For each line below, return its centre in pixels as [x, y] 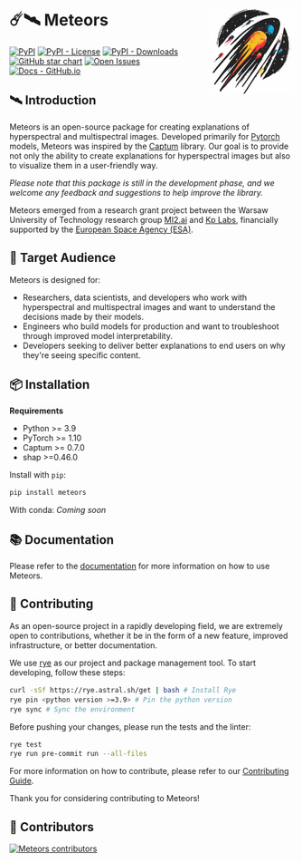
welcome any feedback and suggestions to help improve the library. [137, 192]
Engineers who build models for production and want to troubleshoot [151, 326]
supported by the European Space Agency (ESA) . [102, 229]
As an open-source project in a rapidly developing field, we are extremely [146, 625]
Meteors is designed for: [55, 279]
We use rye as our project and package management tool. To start [132, 663]
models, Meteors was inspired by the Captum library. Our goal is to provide [149, 146]
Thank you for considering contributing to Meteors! [105, 799]
